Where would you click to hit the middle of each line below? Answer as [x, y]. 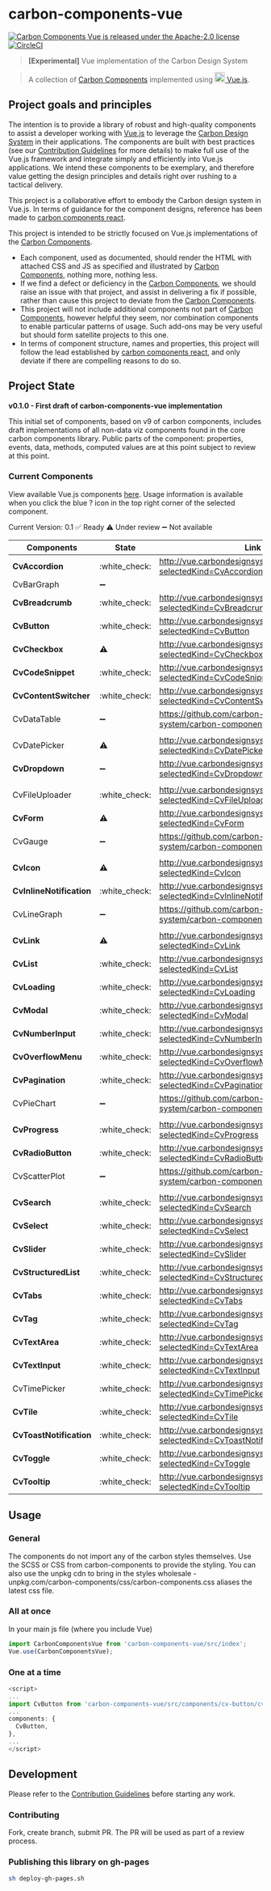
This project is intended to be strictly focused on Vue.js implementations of [133, 233]
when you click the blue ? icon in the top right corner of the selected [122, 502]
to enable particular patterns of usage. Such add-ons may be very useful [141, 326]
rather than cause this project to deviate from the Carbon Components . [138, 300]
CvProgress [35, 1130]
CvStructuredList [46, 1272]
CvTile [25, 1411]
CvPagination [39, 1079]
